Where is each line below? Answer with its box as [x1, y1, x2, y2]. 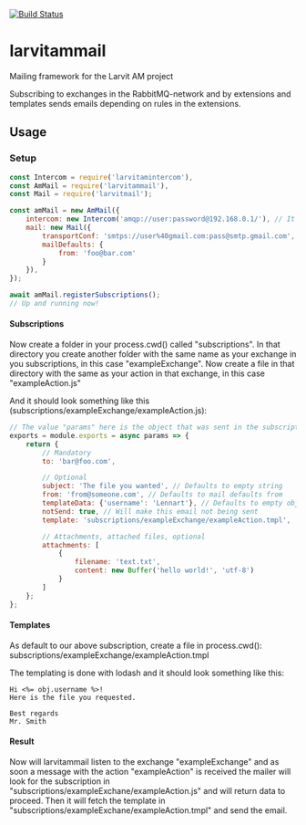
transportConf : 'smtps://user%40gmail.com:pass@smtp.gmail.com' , [42, 231, 296, 241]
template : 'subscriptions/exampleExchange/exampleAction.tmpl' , [42, 516, 291, 525]
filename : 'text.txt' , [74, 558, 161, 567]
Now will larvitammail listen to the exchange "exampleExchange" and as [9, 756, 280, 767]
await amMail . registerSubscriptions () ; [9, 290, 161, 300]
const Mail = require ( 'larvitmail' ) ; [9, 190, 153, 199]
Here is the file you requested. [9, 693, 137, 702]
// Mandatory [42, 448, 92, 457]
